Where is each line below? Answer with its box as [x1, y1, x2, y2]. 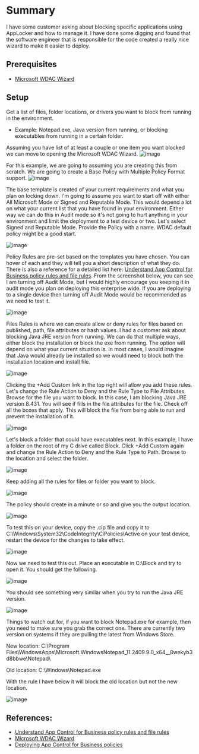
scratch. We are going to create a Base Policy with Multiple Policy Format [6, 168, 185, 175]
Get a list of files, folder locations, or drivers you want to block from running [6, 108, 192, 115]
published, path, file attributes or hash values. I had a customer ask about [6, 326, 186, 333]
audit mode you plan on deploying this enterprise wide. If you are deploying [6, 285, 191, 292]
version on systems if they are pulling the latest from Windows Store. [6, 630, 175, 638]
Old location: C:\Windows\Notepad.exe [6, 666, 101, 673]
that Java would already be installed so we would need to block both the [6, 352, 184, 359]
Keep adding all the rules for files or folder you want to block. [6, 478, 156, 485]
